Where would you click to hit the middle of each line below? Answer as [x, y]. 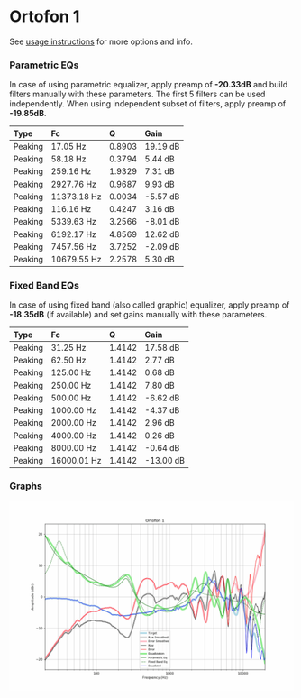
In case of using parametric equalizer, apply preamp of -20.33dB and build [149, 85]
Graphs [26, 486]
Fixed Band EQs [44, 285]
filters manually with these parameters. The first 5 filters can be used [137, 94]
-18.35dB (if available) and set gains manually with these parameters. [138, 315]
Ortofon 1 [45, 17]
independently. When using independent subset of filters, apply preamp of [148, 104]
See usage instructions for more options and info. [101, 41]
